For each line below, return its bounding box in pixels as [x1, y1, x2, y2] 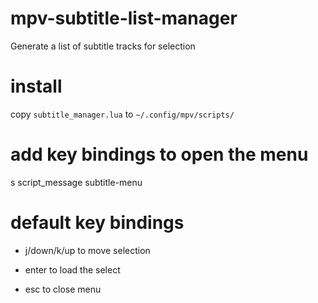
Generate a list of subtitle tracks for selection [10, 40, 196, 52]
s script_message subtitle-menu [10, 176, 143, 188]
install [10, 75, 63, 98]
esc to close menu [24, 283, 102, 295]
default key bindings [10, 212, 185, 234]
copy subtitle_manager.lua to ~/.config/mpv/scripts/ [10, 108, 235, 120]
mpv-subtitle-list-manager [10, 7, 238, 30]
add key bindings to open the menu [10, 143, 309, 166]
